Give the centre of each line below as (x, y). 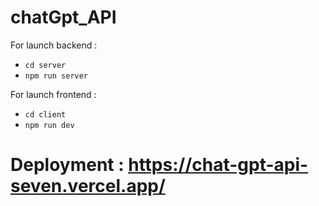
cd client (45, 114)
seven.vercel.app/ (88, 186)
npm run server (56, 76)
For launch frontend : (53, 94)
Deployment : (67, 165)
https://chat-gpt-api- (218, 165)
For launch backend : (54, 45)
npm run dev (49, 125)
